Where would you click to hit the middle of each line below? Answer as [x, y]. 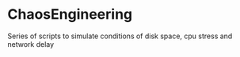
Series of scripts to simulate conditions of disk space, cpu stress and [120, 36]
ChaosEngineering [70, 14]
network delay [31, 44]
